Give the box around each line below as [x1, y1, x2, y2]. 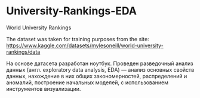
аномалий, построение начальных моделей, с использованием [6, 79, 169, 86]
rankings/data [6, 48, 41, 55]
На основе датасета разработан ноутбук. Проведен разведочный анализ [6, 60, 193, 67]
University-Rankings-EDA [6, 4, 137, 18]
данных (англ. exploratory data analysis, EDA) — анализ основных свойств [6, 66, 195, 73]
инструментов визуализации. [6, 85, 81, 92]
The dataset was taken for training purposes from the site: [6, 35, 149, 42]
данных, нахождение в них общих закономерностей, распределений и [6, 72, 187, 79]
